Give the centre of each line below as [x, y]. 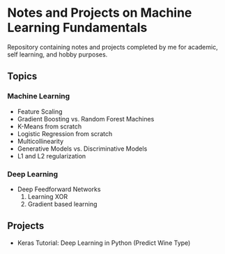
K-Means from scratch [49, 126]
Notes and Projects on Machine [100, 13]
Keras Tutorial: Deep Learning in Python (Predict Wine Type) [104, 243]
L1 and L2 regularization [52, 156]
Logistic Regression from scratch [65, 133]
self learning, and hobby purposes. [57, 54]
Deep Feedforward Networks [59, 189]
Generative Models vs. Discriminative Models [82, 149]
